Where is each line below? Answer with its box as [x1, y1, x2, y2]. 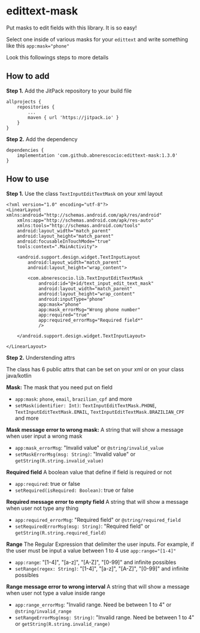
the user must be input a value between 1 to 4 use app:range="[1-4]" [6, 547, 177, 554]
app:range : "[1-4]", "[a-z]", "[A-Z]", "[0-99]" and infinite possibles [14, 559, 177, 566]
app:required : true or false [14, 480, 81, 487]
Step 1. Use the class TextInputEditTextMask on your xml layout [6, 190, 163, 197]
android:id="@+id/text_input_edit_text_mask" [38, 280, 154, 286]
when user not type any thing [6, 504, 79, 512]
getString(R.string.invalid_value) [14, 458, 104, 464]
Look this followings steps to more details [6, 53, 109, 61]
